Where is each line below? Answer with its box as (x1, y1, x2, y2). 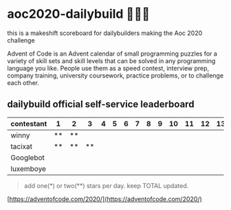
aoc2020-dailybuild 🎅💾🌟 (7, 6, 150, 22)
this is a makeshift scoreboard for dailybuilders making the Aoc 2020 (7, 29, 203, 37)
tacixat (10, 141, 33, 151)
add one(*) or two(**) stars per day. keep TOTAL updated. (23, 181, 189, 189)
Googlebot (10, 152, 45, 162)
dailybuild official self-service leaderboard (7, 99, 195, 110)
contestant (10, 119, 47, 128)
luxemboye (10, 164, 47, 174)
